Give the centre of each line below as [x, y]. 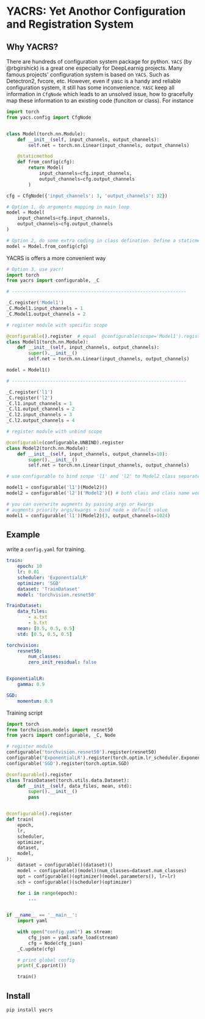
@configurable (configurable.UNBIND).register [65, 442]
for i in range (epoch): [48, 893]
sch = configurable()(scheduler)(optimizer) [75, 882]
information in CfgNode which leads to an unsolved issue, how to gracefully [100, 94]
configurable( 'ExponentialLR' [45, 758]
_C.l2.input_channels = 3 [39, 415]
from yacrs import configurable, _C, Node [61, 736]
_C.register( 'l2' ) [30, 398]
